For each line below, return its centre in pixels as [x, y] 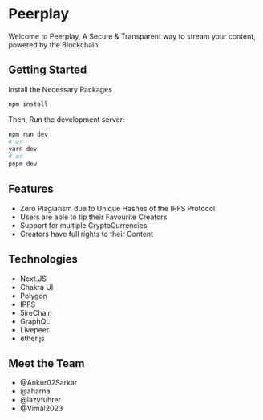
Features [31, 189]
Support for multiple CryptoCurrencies [83, 225]
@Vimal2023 [41, 408]
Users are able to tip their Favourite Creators [93, 217]
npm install [28, 104]
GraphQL [35, 321]
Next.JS [33, 279]
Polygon [34, 296]
